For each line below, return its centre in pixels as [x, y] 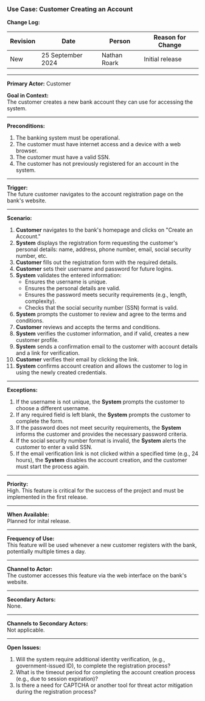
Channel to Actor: [30, 569]
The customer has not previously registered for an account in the [97, 164]
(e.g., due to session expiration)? [57, 679]
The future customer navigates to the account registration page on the [95, 194]
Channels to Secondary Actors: [47, 624]
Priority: [18, 484]
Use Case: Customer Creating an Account [70, 9]
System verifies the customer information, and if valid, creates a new [102, 333]
